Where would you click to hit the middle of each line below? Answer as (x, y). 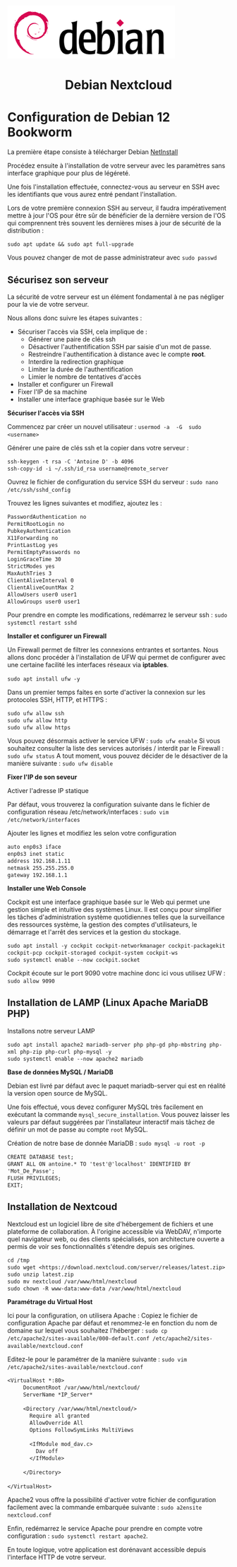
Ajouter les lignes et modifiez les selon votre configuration (92, 833)
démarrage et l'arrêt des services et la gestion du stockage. (94, 932)
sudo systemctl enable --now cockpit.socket (74, 960)
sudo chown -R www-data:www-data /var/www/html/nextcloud (94, 1289)
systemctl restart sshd (42, 623)
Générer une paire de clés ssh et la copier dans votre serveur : (98, 447)
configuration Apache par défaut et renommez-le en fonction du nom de (113, 1322)
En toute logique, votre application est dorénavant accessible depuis (107, 1549)
